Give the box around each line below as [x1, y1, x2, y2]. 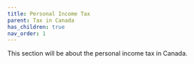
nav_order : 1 [7, 30, 46, 37]
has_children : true [7, 23, 65, 30]
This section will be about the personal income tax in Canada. [7, 49, 188, 58]
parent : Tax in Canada [7, 17, 75, 24]
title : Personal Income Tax [7, 10, 91, 18]
